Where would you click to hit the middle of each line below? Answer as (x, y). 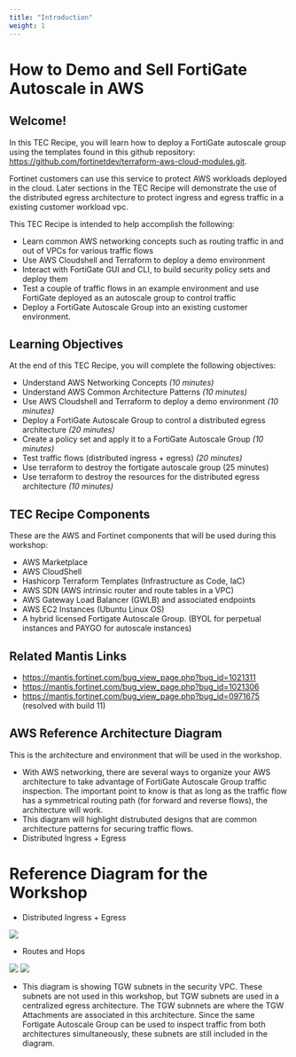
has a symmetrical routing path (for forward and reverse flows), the (145, 800)
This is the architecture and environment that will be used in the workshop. (145, 755)
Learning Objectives (66, 344)
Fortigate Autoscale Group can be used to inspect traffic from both (144, 1024)
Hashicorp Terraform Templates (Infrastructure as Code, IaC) (133, 581)
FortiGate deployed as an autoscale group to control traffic (129, 297)
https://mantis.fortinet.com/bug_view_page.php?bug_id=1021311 (139, 677)
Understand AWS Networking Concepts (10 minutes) (118, 383)
